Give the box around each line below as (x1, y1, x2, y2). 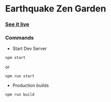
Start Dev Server (12, 45, 47, 51)
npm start (5, 55, 26, 60)
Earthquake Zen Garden (5, 3, 106, 14)
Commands (5, 34, 34, 41)
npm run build (5, 92, 35, 97)
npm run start (5, 73, 35, 79)
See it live (5, 21, 29, 28)
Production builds (12, 82, 49, 88)
